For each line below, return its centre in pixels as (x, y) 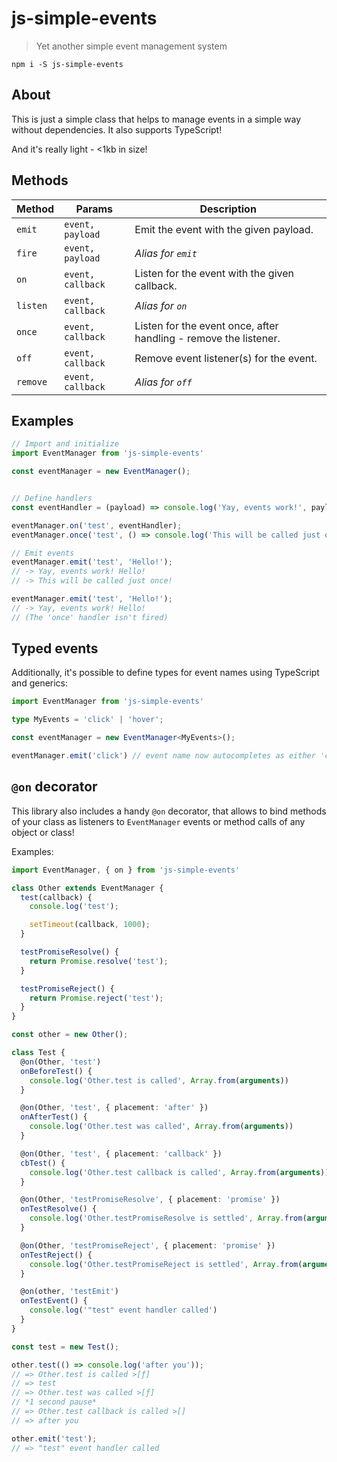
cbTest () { (43, 1163)
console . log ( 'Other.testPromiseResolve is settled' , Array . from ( (168, 1218)
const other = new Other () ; (70, 1035)
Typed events (55, 648)
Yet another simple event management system (131, 46)
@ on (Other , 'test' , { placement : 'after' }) (114, 1108)
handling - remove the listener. (207, 338)
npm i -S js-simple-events (67, 64)
